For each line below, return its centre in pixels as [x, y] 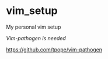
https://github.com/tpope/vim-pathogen [54, 49]
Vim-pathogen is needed [36, 38]
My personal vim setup [34, 27]
